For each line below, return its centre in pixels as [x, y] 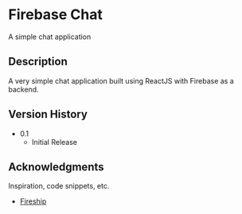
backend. [23, 89]
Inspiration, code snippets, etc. [59, 186]
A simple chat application [50, 37]
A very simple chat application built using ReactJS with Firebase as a [121, 80]
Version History [48, 114]
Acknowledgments [57, 167]
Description [38, 62]
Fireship [33, 201]
